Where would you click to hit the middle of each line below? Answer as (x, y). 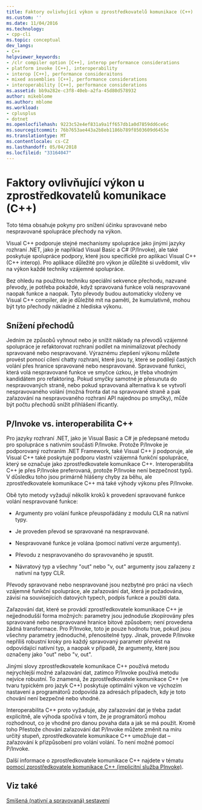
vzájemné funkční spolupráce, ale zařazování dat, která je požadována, (95, 591)
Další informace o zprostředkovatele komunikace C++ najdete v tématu (95, 760)
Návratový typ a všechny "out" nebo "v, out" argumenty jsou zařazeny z (105, 566)
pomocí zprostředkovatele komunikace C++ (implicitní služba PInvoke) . (95, 767)
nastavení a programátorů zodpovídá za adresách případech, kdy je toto (96, 692)
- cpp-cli (19, 35)
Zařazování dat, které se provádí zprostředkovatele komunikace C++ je (95, 609)
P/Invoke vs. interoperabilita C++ (70, 424)
